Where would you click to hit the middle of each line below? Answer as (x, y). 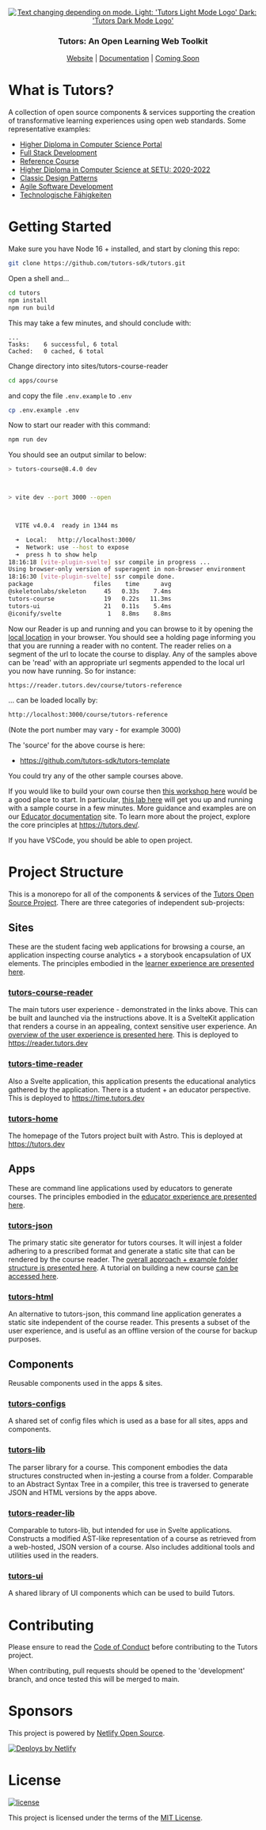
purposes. (25, 1339)
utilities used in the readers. (53, 1555)
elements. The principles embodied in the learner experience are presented (131, 964)
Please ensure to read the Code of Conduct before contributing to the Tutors (133, 1647)
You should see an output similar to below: (78, 455)
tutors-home (33, 1118)
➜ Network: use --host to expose (72, 547)
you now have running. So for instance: (72, 671)
